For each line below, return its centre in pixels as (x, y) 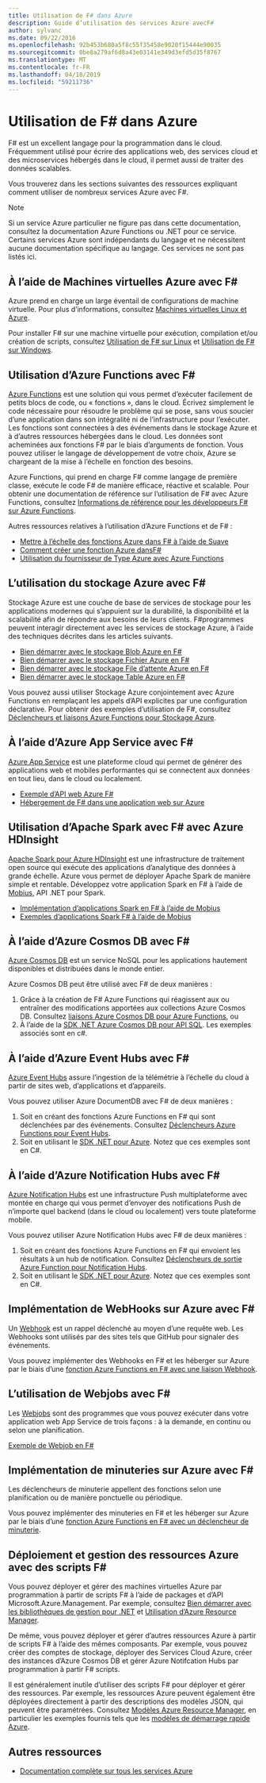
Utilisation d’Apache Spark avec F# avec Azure (126, 828)
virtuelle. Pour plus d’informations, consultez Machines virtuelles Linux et (127, 310)
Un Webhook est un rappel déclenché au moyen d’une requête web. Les (126, 1328)
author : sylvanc (35, 30)
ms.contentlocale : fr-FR (49, 67)
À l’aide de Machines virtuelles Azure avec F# (123, 281)
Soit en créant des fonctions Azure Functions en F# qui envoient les (130, 1250)
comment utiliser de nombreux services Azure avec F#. (98, 192)
